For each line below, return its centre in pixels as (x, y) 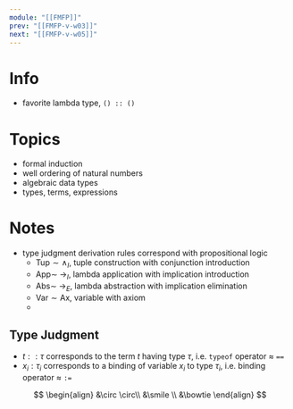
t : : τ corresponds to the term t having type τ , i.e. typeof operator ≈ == (153, 356)
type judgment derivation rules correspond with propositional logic (145, 253)
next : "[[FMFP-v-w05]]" (54, 34)
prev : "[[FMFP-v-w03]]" (54, 26)
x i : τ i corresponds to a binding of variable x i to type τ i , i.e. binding (144, 367)
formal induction (52, 164)
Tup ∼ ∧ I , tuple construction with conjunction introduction (142, 263)
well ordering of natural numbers (82, 173)
